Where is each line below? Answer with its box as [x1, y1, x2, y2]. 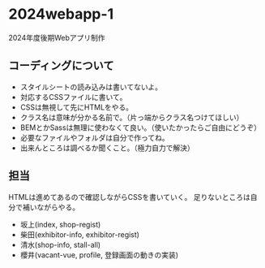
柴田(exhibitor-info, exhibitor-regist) [19, 229, 140, 240]
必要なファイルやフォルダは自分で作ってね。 [19, 132, 170, 142]
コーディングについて [8, 58, 114, 73]
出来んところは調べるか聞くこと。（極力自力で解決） [19, 143, 194, 153]
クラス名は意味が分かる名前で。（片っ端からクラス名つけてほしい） [19, 112, 244, 122]
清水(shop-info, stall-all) [19, 240, 101, 249]
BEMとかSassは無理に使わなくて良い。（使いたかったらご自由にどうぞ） [19, 123, 262, 132]
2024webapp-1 [8, 5, 114, 24]
